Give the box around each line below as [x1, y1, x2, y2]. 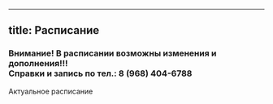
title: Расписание [8, 23, 100, 37]
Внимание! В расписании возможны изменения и [8, 48, 217, 59]
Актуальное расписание [8, 86, 93, 96]
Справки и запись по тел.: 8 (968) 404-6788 [8, 68, 193, 79]
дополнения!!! [8, 58, 68, 69]
